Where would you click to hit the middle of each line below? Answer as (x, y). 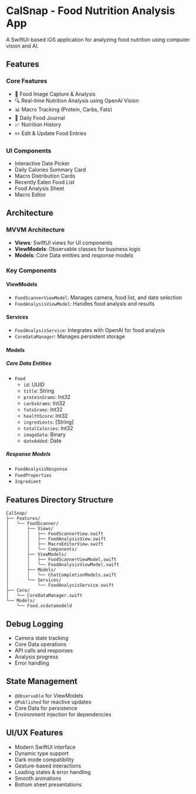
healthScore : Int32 (46, 416)
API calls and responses (44, 651)
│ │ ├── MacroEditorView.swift (55, 544)
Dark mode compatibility (44, 759)
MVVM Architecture (36, 230)
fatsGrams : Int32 (43, 409)
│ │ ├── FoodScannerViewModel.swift (61, 560)
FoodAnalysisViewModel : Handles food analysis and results (85, 303)
